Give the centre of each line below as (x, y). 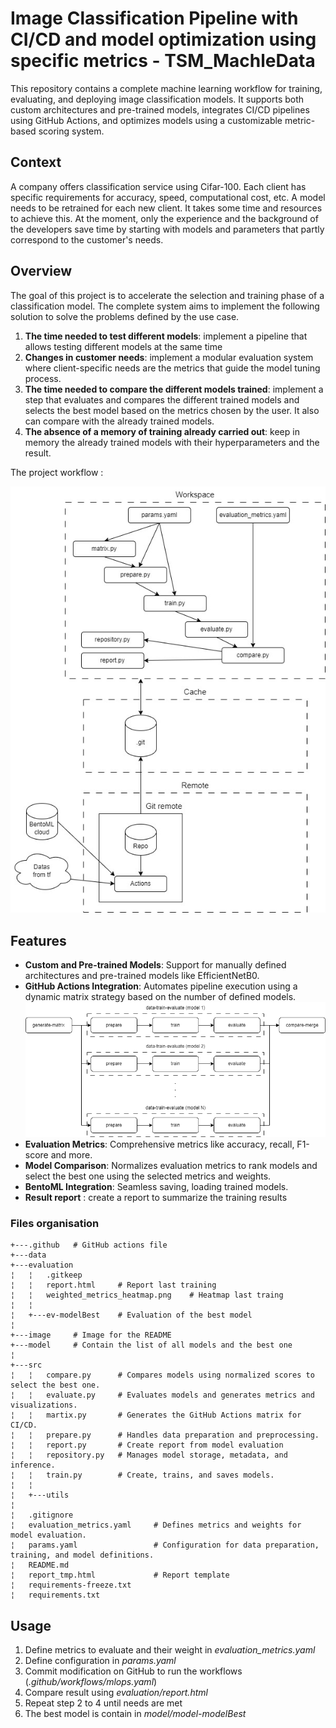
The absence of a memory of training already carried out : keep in (162, 431)
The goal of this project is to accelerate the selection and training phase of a (167, 295)
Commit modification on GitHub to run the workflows (133, 1671)
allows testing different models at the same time (123, 346)
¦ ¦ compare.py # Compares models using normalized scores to (162, 1375)
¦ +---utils (40, 1495)
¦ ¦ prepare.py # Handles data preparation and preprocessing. (165, 1435)
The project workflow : (57, 472)
